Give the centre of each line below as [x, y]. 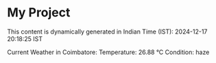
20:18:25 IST [25, 38]
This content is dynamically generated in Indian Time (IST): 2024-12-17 [107, 32]
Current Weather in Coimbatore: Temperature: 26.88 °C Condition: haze [108, 52]
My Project [39, 13]
